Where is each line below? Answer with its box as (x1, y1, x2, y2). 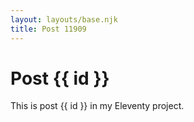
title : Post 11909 (10, 24, 87, 34)
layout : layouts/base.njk (10, 14, 118, 25)
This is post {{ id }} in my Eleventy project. (10, 100, 185, 112)
